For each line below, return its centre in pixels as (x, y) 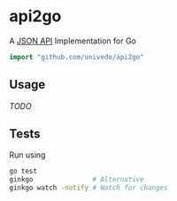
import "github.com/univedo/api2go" (77, 57)
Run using (27, 155)
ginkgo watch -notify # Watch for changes (88, 188)
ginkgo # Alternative (77, 180)
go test (23, 171)
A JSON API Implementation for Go (73, 41)
